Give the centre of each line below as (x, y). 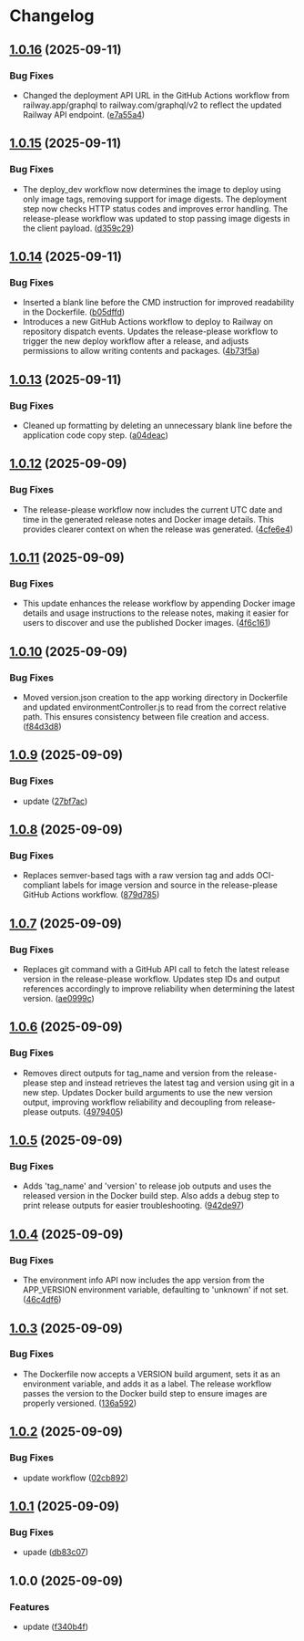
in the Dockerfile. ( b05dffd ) (74, 312)
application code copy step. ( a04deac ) (95, 435)
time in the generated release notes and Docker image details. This (148, 519)
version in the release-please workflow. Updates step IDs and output (151, 979)
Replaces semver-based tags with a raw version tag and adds (138, 876)
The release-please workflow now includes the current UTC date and (152, 509)
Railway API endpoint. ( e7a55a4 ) (84, 114)
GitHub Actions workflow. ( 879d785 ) (91, 895)
